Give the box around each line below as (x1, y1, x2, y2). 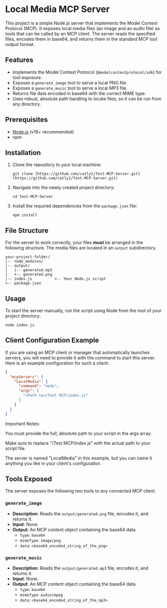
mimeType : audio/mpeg (19, 591, 63, 597)
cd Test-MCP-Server (12, 194, 53, 199)
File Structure (5, 226, 48, 234)
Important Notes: (5, 420, 40, 426)
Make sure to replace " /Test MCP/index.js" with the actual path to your (5, 440, 151, 446)
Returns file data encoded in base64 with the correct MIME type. (12, 90, 146, 96)
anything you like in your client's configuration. (5, 460, 101, 466)
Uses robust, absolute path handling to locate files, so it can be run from (12, 95, 161, 101)
